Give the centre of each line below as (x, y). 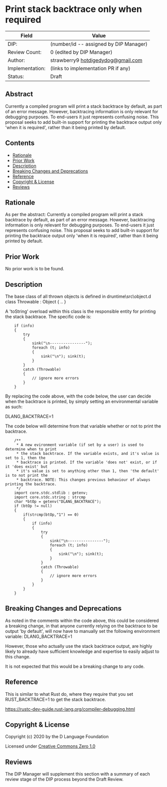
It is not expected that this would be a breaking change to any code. (75, 666)
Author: (16, 60)
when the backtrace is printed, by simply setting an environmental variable (82, 401)
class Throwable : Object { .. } (36, 302)
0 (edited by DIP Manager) (81, 52)
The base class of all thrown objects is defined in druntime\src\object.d (78, 296)
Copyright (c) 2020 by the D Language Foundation (57, 737)
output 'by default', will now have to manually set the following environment (83, 631)
